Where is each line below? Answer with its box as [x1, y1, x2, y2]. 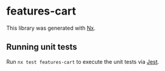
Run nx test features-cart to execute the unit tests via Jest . [6, 58, 160, 65]
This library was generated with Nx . [6, 24, 96, 32]
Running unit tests [6, 42, 77, 52]
